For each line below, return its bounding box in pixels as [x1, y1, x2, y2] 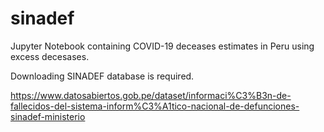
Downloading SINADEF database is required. [10, 70, 195, 82]
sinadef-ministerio [10, 110, 86, 122]
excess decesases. [10, 50, 90, 62]
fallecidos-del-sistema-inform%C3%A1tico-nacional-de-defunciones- [10, 100, 300, 112]
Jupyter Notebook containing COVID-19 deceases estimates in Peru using [10, 40, 315, 52]
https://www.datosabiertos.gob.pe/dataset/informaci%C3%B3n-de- [10, 89, 292, 101]
